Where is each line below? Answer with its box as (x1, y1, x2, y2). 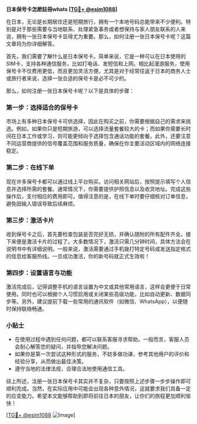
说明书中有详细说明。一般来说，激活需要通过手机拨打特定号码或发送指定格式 (6, 245, 191, 252)
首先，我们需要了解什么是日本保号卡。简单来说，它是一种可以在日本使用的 (6, 53, 186, 59)
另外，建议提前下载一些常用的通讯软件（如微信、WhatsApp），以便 (21, 298, 183, 305)
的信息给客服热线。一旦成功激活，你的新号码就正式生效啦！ (6, 252, 150, 259)
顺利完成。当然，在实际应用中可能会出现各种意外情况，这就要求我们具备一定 (6, 385, 191, 392)
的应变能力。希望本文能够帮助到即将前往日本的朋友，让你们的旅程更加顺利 (6, 392, 186, 399)
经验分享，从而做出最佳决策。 (14, 358, 87, 365)
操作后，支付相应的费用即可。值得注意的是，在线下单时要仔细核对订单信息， (6, 192, 191, 199)
